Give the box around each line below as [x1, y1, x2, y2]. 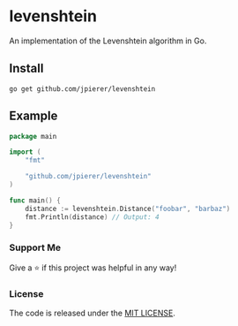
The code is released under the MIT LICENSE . [9, 307, 176, 319]
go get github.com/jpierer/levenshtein [9, 84, 156, 94]
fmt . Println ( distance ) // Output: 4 [25, 212, 160, 222]
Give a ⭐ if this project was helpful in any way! [9, 262, 177, 273]
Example [9, 109, 58, 124]
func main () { [9, 196, 62, 205]
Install [9, 61, 44, 76]
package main [9, 132, 57, 140]
